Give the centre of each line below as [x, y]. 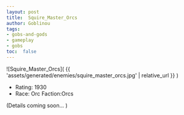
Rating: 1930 [31, 87]
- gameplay [20, 40]
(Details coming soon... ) [37, 105]
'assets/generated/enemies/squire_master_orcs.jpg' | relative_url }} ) [92, 75]
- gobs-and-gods [27, 35]
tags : [13, 29]
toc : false [21, 52]
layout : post [23, 12]
